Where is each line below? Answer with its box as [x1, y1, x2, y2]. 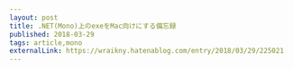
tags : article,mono [9, 38, 83, 47]
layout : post [9, 13, 59, 22]
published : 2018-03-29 [9, 30, 95, 39]
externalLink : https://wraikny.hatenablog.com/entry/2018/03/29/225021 [9, 47, 284, 56]
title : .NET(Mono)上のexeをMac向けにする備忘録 [9, 22, 177, 30]
